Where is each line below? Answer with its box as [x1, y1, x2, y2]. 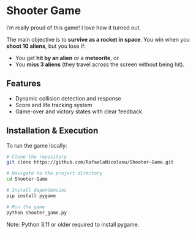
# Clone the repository [6, 154, 67, 160]
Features [6, 78, 41, 89]
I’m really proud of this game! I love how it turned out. [6, 24, 141, 31]
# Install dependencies [6, 187, 67, 194]
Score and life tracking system [15, 101, 92, 108]
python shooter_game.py [6, 209, 67, 216]
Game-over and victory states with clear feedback [15, 108, 143, 115]
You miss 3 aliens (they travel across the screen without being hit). [15, 61, 185, 68]
